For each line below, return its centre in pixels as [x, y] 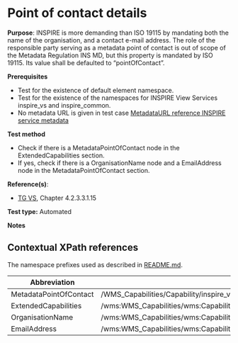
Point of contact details [77, 13]
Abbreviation [52, 282]
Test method [27, 134]
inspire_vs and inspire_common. [64, 105]
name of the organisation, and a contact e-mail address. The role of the [112, 40]
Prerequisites [28, 77]
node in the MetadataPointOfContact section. [84, 170]
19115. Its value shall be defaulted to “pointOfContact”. [86, 62]
